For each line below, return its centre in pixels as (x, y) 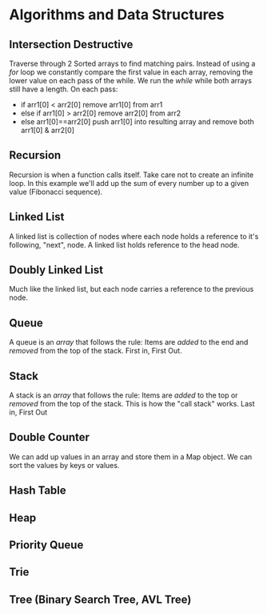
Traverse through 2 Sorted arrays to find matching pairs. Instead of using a (132, 63)
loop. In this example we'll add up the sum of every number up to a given (129, 183)
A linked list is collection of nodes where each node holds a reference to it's (134, 236)
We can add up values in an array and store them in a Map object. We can (131, 456)
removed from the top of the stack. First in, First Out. (96, 351)
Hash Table (38, 491)
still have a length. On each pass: (64, 89)
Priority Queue (46, 545)
